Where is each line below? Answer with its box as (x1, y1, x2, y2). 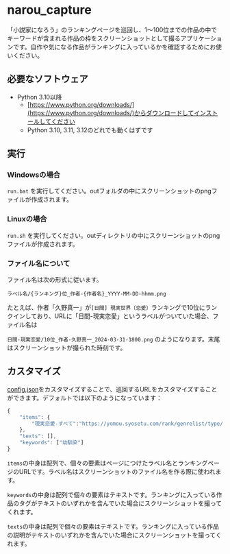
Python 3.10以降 (16, 93, 62, 101)
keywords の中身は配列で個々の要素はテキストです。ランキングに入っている (7, 490, 217, 498)
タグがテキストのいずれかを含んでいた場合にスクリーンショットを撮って (18, 499, 222, 507)
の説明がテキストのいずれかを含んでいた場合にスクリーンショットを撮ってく (7, 531, 222, 539)
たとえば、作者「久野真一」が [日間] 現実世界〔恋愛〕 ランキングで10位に (7, 304, 205, 312)
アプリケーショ (180, 34, 222, 43)
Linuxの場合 (7, 215, 47, 224)
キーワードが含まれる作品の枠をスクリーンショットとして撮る (7, 34, 181, 43)
